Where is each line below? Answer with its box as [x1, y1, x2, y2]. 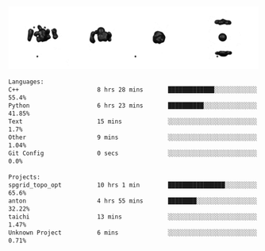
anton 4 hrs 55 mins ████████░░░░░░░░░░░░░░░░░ [8, 197, 258, 205]
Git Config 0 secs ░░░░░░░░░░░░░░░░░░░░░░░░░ [8, 149, 258, 157]
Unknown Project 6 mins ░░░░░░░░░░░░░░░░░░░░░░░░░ [8, 229, 258, 237]
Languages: [8, 78, 44, 86]
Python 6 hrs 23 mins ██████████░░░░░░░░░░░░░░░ [8, 102, 258, 110]
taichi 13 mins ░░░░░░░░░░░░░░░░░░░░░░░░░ [8, 213, 258, 221]
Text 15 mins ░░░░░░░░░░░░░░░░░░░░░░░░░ [8, 118, 258, 125]
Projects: [8, 173, 41, 181]
